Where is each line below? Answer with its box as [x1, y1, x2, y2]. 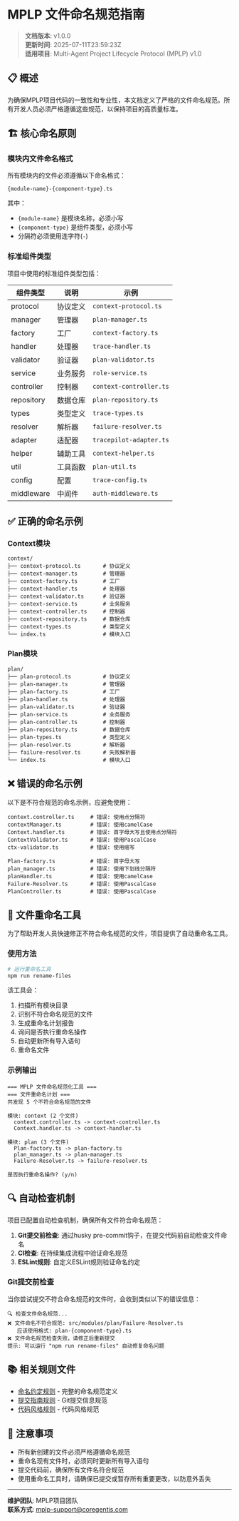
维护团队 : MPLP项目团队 [7, 1496, 78, 1505]
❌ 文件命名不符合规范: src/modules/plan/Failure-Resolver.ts [7, 1319, 184, 1327]
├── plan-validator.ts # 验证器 [7, 703, 126, 711]
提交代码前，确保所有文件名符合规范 [17, 1465, 124, 1474]
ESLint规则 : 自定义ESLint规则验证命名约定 [17, 1257, 141, 1266]
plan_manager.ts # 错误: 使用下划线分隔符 [7, 865, 156, 873]
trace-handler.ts [92, 342, 152, 350]
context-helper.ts [92, 449, 155, 457]
